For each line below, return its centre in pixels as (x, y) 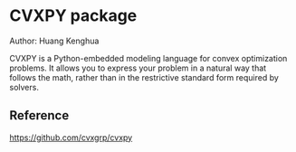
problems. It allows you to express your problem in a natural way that (138, 68)
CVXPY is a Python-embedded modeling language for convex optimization (148, 58)
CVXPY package (73, 16)
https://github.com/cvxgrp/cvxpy (71, 138)
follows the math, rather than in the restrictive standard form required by (144, 77)
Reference (39, 115)
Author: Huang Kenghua (54, 41)
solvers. (24, 87)
